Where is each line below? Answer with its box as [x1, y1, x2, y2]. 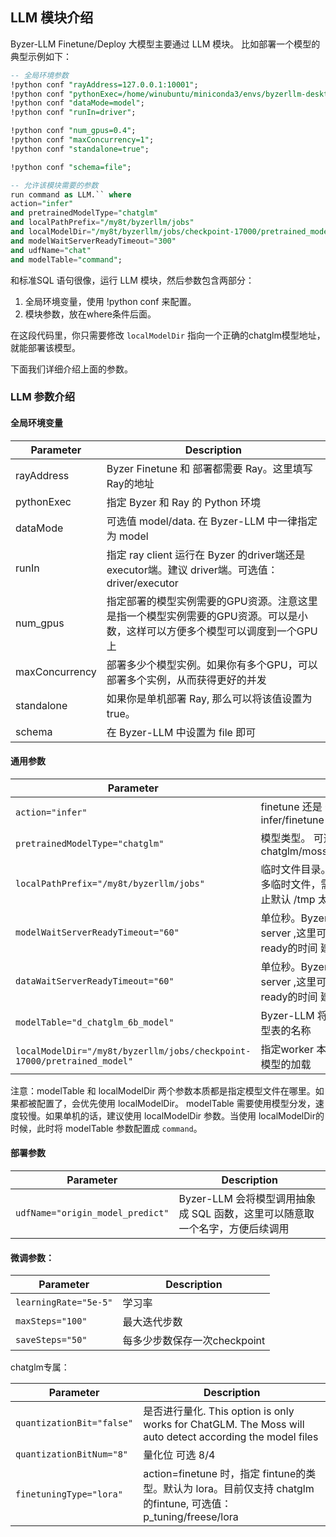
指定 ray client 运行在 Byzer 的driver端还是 [106, 548, 306, 562]
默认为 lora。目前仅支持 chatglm [163, 1482, 315, 1496]
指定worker [260, 1042, 314, 1056]
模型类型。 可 [260, 831, 324, 845]
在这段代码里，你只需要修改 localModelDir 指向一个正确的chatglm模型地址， [10, 329, 326, 341]
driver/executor [106, 576, 179, 590]
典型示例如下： [10, 50, 72, 62]
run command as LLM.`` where [10, 189, 132, 200]
